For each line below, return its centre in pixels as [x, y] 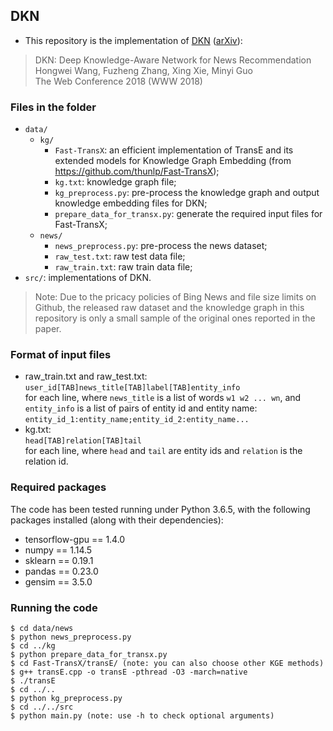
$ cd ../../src [42, 707]
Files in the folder [53, 107]
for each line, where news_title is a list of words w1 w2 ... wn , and [163, 398]
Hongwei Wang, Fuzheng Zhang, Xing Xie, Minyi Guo [143, 70]
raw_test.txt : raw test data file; [120, 256]
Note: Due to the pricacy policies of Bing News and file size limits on [175, 297]
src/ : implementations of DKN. [88, 278]
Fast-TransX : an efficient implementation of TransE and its [174, 150]
